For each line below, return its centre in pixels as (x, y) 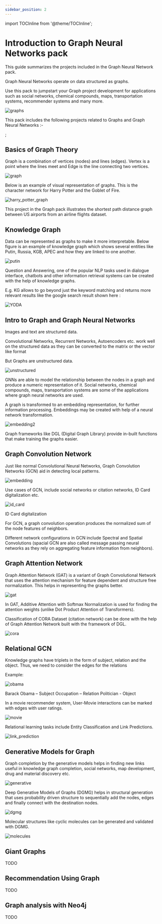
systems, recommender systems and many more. (54, 101)
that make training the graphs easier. (42, 439)
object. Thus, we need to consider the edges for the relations (66, 665)
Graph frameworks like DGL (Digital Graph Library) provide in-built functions (81, 434)
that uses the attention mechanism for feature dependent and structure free (81, 580)
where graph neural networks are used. (44, 395)
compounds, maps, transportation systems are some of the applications (77, 390)
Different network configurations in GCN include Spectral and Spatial (74, 538)
